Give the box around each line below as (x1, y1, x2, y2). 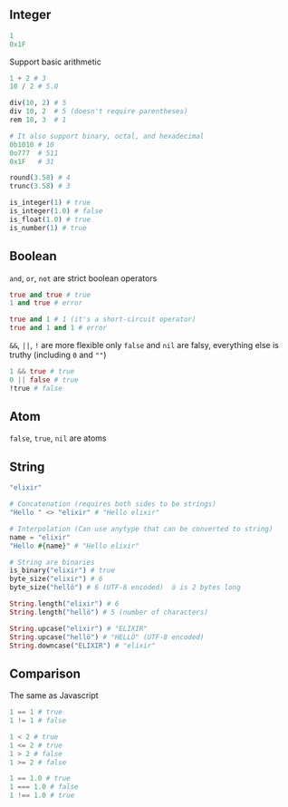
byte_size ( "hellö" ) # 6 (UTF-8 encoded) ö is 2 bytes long (9, 583, 242, 592)
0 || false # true (9, 375, 79, 384)
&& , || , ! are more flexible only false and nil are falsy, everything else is (9, 340, 279, 350)
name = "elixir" (9, 532, 71, 542)
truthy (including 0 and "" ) (9, 349, 107, 360)
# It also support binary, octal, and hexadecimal (9, 131, 205, 141)
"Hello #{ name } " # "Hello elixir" (9, 541, 140, 550)
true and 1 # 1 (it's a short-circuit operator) (9, 315, 197, 325)
